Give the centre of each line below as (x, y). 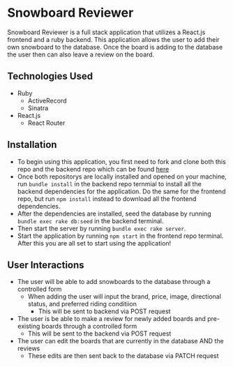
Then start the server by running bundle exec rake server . (102, 228)
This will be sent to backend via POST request (104, 311)
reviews (29, 349)
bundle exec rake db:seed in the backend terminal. (90, 220)
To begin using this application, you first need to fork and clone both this (122, 161)
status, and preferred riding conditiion (82, 304)
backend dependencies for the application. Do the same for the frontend (121, 191)
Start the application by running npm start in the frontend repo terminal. (120, 236)
